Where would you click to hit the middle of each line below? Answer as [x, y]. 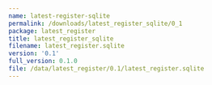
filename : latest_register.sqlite [67, 46]
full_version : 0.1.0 [43, 62]
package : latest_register [52, 31]
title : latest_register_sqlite [61, 38]
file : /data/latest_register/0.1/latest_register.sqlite [106, 69]
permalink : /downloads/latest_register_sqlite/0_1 [95, 23]
